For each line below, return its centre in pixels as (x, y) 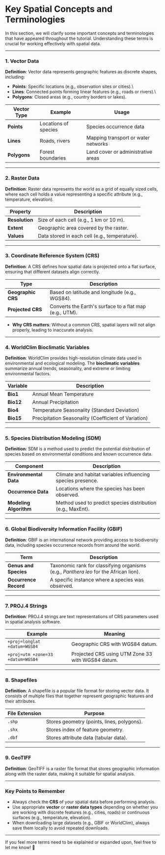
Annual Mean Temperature (63, 394)
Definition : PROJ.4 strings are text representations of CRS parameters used (82, 617)
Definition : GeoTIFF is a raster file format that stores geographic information (82, 768)
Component (29, 466)
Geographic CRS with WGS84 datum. (114, 644)
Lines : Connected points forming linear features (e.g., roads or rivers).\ (84, 92)
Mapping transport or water (118, 138)
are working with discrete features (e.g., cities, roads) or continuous (81, 812)
